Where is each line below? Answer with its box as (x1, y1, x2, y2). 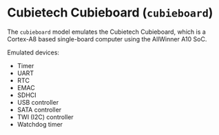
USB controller (17, 98, 59, 106)
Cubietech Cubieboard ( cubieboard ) (7, 5, 213, 21)
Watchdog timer (17, 120, 63, 128)
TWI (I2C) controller (17, 112, 74, 121)
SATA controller (17, 105, 62, 114)
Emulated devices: (7, 48, 60, 56)
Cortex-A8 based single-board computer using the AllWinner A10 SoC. (7, 34, 207, 43)
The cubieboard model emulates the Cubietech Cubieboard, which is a (7, 28, 207, 36)
